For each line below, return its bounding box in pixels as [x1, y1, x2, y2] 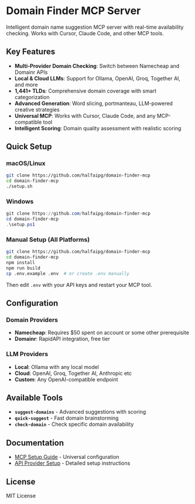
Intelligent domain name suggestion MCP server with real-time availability [6, 23, 184, 31]
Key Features [6, 47, 56, 57]
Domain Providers [6, 316, 59, 324]
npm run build [6, 265, 41, 271]
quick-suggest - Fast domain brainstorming [14, 415, 119, 422]
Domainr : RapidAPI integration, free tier [14, 336, 110, 343]
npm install [6, 260, 35, 266]
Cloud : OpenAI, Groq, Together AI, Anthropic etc [14, 370, 132, 377]
